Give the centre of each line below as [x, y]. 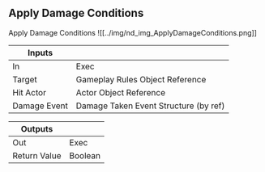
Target [25, 79]
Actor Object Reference [121, 92]
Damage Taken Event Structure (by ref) [150, 106]
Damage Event [41, 106]
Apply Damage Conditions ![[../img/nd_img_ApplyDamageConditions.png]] [133, 32]
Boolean [85, 155]
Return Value [37, 155]
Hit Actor [30, 92]
